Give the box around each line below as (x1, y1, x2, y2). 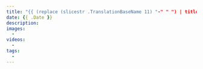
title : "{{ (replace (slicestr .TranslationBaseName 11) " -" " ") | (6, 8, 182, 15)
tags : (6, 48, 20, 54)
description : (6, 20, 39, 26)
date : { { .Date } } (6, 14, 53, 20)
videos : (6, 37, 26, 43)
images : (6, 25, 26, 32)
